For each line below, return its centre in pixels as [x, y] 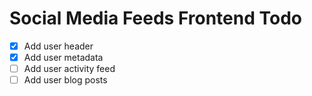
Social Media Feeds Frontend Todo [155, 18]
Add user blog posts [65, 80]
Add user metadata [63, 57]
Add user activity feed [69, 69]
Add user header [58, 46]
